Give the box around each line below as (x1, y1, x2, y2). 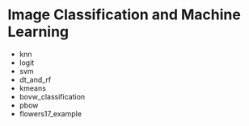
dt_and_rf (19, 75, 52, 84)
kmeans (19, 83, 46, 93)
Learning (7, 22, 70, 41)
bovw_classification (19, 91, 86, 101)
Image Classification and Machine (7, 6, 242, 24)
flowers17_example (19, 108, 82, 118)
